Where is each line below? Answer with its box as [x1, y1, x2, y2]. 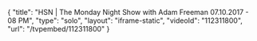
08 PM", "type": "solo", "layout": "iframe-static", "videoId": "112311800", [7, 16, 243, 25]
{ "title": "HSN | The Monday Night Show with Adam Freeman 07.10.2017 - [7, 8, 249, 17]
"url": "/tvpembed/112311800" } [7, 24, 110, 33]
